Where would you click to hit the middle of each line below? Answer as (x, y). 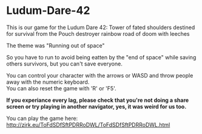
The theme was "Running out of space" (56, 45)
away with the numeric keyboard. (48, 82)
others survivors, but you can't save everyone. (64, 64)
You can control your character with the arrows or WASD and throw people (100, 75)
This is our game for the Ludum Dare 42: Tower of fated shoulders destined (101, 27)
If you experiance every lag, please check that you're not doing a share (98, 100)
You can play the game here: (42, 118)
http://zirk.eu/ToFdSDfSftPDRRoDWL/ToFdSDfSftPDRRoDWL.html (88, 124)
